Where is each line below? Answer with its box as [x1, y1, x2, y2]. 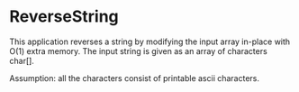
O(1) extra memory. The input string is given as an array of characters [9, 45, 267, 56]
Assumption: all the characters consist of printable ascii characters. [9, 72, 259, 83]
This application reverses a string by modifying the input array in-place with [9, 36, 291, 47]
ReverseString [9, 6, 119, 27]
